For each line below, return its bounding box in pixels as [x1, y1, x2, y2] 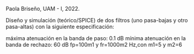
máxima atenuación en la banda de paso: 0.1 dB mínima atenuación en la [5, 35, 186, 41]
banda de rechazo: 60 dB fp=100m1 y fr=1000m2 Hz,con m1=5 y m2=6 [5, 41, 183, 48]
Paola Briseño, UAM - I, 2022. [5, 5, 80, 12]
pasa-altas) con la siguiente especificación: [5, 23, 114, 30]
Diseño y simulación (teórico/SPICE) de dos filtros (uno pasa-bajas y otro [5, 17, 188, 23]
